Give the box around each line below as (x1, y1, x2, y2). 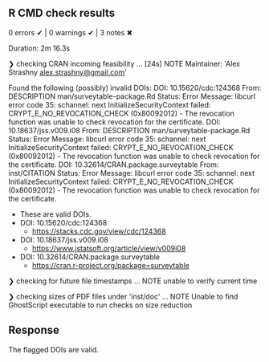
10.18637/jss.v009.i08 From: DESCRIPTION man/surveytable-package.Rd (8, 125, 251, 135)
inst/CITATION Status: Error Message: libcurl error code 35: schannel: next (8, 168, 255, 177)
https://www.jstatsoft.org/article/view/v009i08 (31, 243, 186, 253)
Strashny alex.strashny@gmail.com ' (8, 67, 127, 77)
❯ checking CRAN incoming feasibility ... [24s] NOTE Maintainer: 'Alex (8, 59, 241, 68)
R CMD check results (8, 6, 116, 20)
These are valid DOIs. (19, 209, 92, 219)
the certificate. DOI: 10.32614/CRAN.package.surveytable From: (8, 160, 219, 169)
